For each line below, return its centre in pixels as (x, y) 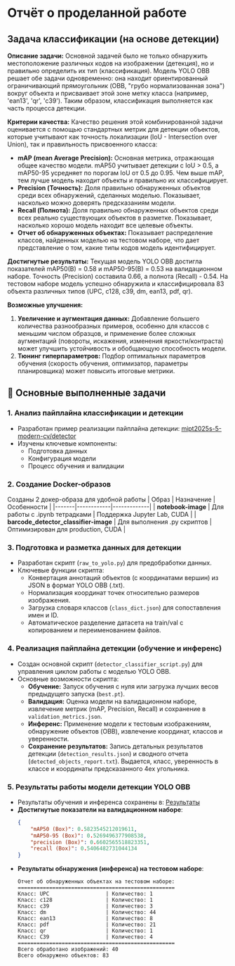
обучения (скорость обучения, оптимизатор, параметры (102, 363)
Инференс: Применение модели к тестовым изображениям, (120, 724)
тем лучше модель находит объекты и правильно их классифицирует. (122, 180)
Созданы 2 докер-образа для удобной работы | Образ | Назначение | (112, 499)
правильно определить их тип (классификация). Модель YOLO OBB (109, 71)
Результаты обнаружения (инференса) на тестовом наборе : (110, 869)
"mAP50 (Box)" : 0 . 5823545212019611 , (84, 829)
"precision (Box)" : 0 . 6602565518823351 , (90, 842)
